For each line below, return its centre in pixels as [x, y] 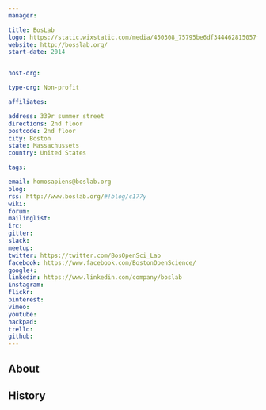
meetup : [21, 248]
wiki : [17, 204]
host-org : [25, 73]
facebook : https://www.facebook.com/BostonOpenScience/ [102, 262]
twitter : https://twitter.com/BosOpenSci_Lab [84, 255]
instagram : [26, 285]
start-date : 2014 [37, 52]
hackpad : [23, 322]
